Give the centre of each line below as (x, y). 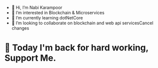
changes (20, 28)
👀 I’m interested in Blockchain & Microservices (58, 13)
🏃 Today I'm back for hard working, (77, 48)
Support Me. (30, 58)
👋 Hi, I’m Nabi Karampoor (37, 8)
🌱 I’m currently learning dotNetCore (47, 18)
